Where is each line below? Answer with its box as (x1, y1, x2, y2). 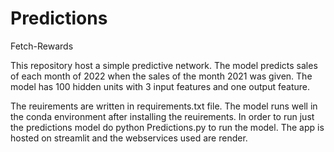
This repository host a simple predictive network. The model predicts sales (10, 59, 318, 71)
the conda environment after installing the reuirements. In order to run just (10, 110, 315, 122)
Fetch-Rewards (10, 40, 74, 52)
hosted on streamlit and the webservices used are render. (10, 132, 248, 144)
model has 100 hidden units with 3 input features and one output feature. (10, 80, 311, 92)
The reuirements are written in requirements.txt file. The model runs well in (10, 100, 318, 112)
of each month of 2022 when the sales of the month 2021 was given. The (10, 70, 313, 82)
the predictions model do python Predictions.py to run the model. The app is (10, 121, 325, 133)
